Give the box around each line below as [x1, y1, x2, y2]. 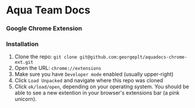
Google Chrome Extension [6, 25, 83, 33]
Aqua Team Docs [6, 4, 91, 17]
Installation [6, 40, 39, 48]
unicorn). [14, 96, 37, 103]
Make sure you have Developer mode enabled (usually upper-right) [14, 71, 174, 78]
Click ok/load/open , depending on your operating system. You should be [14, 83, 189, 90]
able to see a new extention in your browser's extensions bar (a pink [14, 89, 180, 96]
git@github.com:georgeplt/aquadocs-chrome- [79, 54, 187, 60]
